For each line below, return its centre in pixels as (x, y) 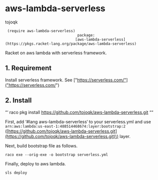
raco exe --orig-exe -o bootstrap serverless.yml (57, 155)
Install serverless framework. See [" (41, 80)
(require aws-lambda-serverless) (41, 31)
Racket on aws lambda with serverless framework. (56, 53)
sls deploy (16, 173)
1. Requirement (28, 68)
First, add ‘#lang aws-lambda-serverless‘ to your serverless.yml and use (78, 121)
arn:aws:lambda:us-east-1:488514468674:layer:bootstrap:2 (65, 126)
